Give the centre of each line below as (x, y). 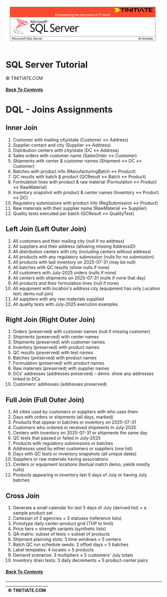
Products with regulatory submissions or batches (63, 443)
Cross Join (23, 496)
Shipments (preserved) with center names (56, 337)
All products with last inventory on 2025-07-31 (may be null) (74, 262)
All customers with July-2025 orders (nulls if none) (65, 272)
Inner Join (22, 128)
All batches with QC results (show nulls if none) (61, 267)
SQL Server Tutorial (47, 65)
